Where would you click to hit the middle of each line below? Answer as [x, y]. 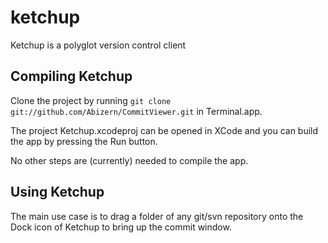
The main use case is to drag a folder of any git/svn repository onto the [157, 216]
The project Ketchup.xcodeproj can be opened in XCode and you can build [164, 130]
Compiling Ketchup [71, 76]
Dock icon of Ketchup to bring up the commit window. [121, 227]
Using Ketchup [57, 192]
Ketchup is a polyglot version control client [98, 45]
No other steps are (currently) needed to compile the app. [129, 160]
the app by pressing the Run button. [84, 141]
